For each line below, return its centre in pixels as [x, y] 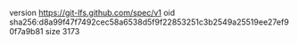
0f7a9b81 [26, 31]
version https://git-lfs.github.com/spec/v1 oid [92, 13]
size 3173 [62, 31]
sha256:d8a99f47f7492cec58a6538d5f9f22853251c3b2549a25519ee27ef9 [149, 22]
